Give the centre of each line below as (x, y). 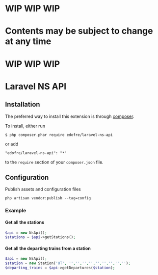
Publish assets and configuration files (43, 189)
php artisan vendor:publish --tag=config (48, 198)
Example (16, 211)
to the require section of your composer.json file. (54, 162)
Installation (23, 104)
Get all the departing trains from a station (48, 248)
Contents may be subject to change (79, 31)
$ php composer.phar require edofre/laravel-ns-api (59, 135)
